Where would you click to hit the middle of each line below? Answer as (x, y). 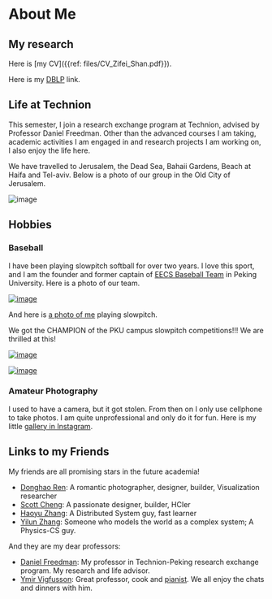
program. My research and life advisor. (85, 571)
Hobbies (30, 225)
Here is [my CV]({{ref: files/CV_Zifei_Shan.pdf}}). (90, 63)
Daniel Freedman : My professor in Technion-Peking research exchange (139, 562)
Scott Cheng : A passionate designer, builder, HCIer (105, 504)
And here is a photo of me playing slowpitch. (83, 315)
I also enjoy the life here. (50, 150)
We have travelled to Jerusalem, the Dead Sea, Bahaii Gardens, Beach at (130, 166)
